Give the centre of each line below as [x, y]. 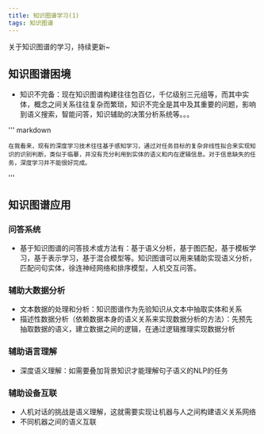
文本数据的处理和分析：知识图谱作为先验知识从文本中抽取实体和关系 [131, 309]
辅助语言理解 [33, 351]
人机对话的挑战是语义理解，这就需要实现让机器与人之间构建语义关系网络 [138, 411]
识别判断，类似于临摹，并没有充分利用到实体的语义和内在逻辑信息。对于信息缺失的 [135, 155]
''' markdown [30, 130]
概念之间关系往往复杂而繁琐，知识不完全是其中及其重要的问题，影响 [145, 105]
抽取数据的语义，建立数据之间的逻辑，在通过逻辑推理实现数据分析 [127, 329]
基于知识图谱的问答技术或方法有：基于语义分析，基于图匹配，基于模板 [134, 248]
